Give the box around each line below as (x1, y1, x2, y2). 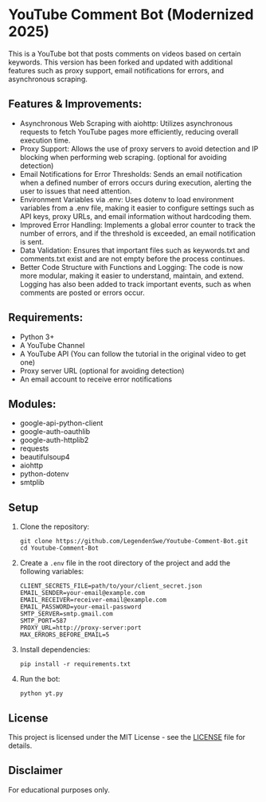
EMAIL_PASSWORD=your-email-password (19, 603, 142, 611)
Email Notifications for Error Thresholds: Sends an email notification (19, 169, 243, 178)
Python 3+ (19, 332, 55, 342)
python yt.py (19, 690, 64, 698)
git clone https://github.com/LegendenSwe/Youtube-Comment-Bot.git (19, 538, 248, 546)
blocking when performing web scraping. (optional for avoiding (19, 152, 227, 162)
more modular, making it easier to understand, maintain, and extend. (19, 271, 244, 280)
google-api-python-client (19, 418, 104, 428)
